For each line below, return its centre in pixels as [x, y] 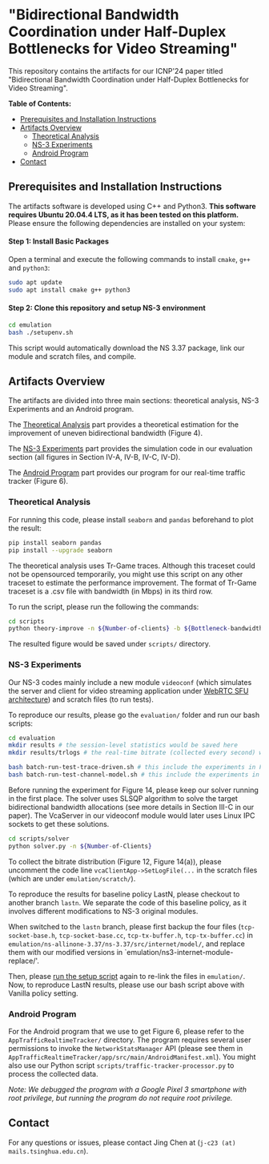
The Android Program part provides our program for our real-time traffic [127, 473]
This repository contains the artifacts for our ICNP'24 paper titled [116, 70]
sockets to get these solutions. [59, 824]
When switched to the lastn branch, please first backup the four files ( [125, 926]
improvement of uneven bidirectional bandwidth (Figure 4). [106, 433]
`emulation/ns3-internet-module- [179, 952]
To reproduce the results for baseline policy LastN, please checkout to [124, 894]
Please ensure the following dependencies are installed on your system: [127, 223]
